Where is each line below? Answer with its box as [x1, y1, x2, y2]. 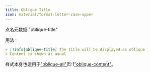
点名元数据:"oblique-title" [5, 26, 58, 32]
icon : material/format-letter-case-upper [5, 12, 94, 17]
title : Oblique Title [5, 7, 51, 12]
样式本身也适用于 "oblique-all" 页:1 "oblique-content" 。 [5, 61, 116, 67]
